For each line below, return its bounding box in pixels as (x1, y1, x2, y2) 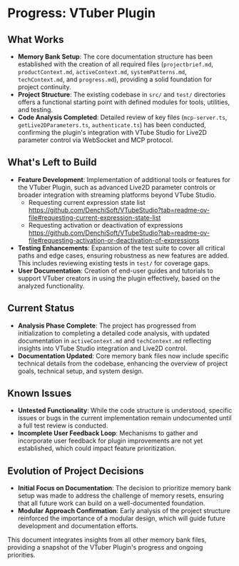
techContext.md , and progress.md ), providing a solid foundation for (17, 75, 213, 84)
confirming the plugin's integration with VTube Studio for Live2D (17, 128, 207, 136)
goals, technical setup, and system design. (17, 366, 144, 375)
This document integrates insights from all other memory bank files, (7, 535, 207, 544)
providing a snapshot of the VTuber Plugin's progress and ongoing (7, 543, 203, 552)
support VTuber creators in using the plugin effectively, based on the (17, 273, 220, 283)
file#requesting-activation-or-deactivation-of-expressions (28, 236, 200, 244)
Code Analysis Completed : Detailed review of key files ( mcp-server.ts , (17, 113, 228, 121)
